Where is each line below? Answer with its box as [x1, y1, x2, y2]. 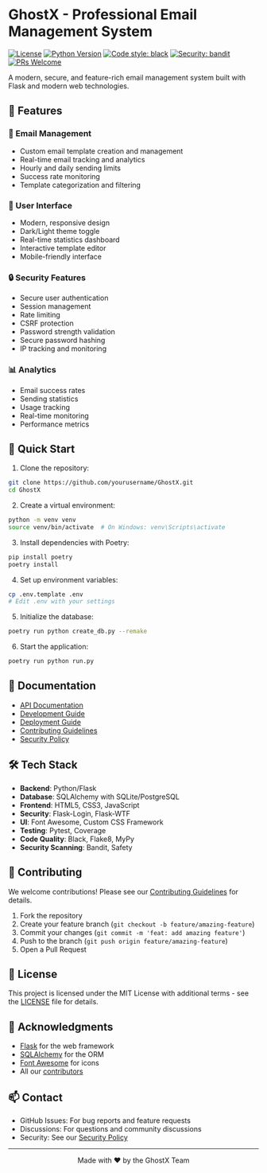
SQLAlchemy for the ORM [19, 1050, 105, 1059]
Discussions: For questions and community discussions [19, 1124, 202, 1133]
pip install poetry [8, 553, 73, 561]
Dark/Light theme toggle [19, 226, 100, 236]
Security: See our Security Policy [19, 1132, 129, 1142]
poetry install [8, 560, 59, 568]
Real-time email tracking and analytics [19, 154, 145, 164]
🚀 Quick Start [8, 442, 75, 455]
